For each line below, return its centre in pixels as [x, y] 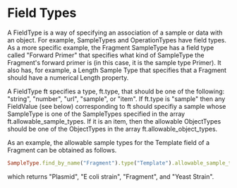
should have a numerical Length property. [68, 77]
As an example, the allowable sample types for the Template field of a [109, 142]
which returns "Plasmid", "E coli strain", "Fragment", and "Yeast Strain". [111, 176]
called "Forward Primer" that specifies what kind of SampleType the [106, 55]
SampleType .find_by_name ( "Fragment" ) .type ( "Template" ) [90, 163]
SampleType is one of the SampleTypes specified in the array [96, 114]
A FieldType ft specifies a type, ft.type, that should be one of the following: [116, 91]
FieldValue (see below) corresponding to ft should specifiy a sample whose [117, 106]
